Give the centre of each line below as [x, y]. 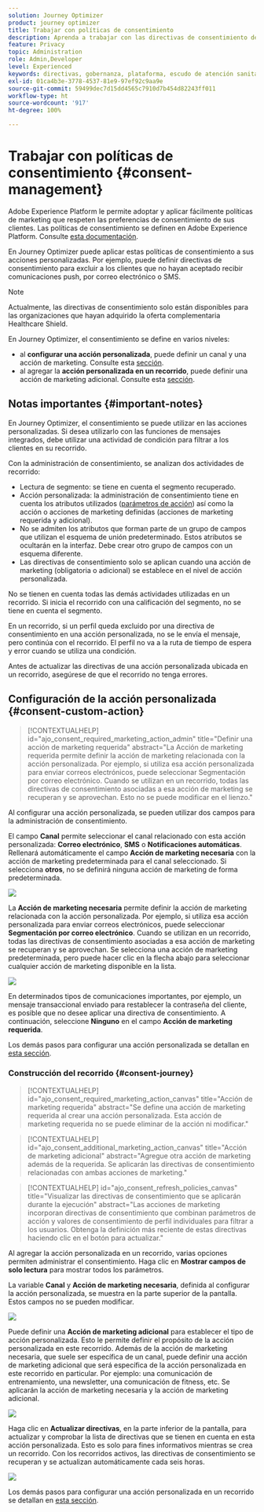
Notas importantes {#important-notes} [106, 404]
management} [56, 190]
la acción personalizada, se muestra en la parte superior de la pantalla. [123, 1293]
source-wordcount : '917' [49, 103]
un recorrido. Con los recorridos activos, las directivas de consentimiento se [132, 1453]
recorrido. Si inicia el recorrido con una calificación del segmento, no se [125, 602]
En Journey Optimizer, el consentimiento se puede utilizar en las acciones [128, 423]
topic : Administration [45, 52]
